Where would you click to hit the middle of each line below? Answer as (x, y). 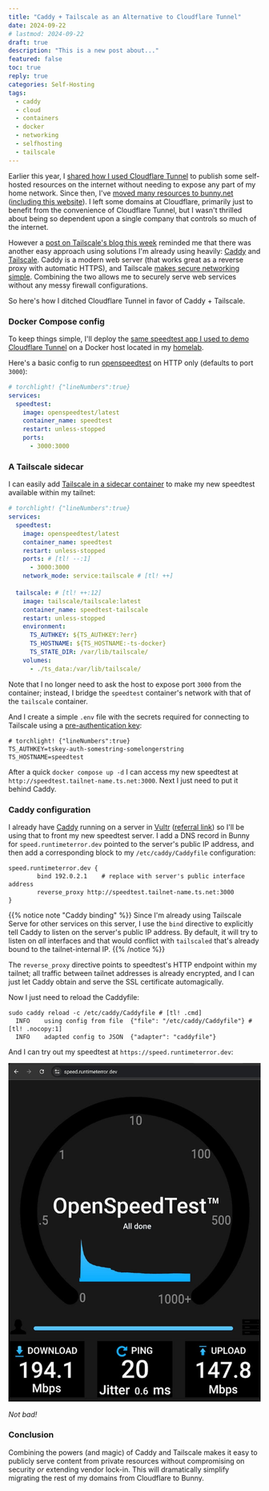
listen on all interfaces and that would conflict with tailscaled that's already (134, 941)
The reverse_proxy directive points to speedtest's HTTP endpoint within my (133, 965)
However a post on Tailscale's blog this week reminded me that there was (130, 242)
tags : (17, 93)
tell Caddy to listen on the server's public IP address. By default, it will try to (133, 933)
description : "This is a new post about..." (84, 51)
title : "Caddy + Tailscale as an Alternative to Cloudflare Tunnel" (125, 17)
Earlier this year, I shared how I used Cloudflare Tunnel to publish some (125, 175)
